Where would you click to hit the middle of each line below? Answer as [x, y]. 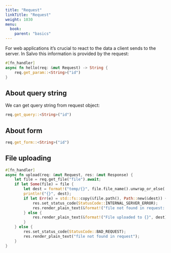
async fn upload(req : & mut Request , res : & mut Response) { [69, 175]
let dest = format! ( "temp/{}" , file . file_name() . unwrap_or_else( [94, 189]
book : [16, 29]
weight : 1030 [19, 19]
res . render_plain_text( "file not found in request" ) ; [82, 236]
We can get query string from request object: [53, 106]
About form [24, 131]
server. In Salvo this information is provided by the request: [67, 54]
